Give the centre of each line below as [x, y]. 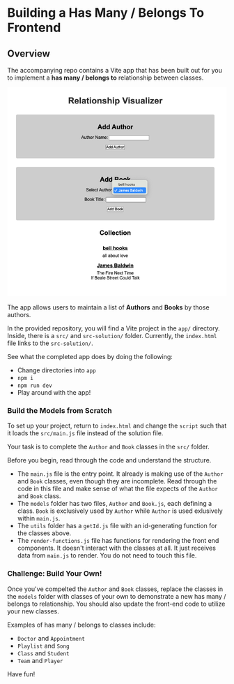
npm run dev [34, 386]
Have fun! [21, 674]
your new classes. [33, 611]
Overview [29, 53]
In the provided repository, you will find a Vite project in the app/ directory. [114, 328]
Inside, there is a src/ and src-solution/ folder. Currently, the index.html [112, 335]
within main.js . [39, 518]
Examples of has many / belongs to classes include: [81, 625]
